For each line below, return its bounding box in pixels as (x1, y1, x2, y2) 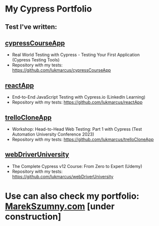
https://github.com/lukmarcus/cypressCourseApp (12, 67, 111, 73)
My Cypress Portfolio (5, 3, 92, 15)
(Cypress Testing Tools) (12, 57, 60, 63)
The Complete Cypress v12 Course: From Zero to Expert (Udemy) (12, 163, 143, 169)
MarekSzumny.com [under (5, 201, 115, 212)
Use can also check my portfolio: (5, 191, 139, 202)
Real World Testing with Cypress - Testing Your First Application (12, 52, 140, 58)
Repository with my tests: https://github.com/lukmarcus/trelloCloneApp (12, 136, 154, 142)
